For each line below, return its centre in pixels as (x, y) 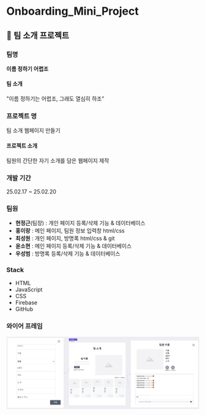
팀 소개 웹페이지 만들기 (33, 130)
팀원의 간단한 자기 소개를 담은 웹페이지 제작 (58, 160)
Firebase (26, 303)
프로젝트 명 (22, 116)
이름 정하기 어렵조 (28, 69)
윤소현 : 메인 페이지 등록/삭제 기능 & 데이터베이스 (73, 246)
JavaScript (29, 290)
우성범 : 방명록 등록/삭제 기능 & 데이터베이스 (68, 254)
